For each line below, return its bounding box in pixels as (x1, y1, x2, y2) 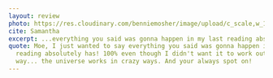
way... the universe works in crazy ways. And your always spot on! (15, 58, 253, 66)
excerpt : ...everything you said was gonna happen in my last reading (8, 34, 253, 43)
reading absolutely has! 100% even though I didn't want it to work (15, 50, 253, 58)
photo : (8, 19, 31, 28)
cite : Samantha (8, 27, 60, 35)
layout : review (8, 11, 60, 20)
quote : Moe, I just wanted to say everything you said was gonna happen (8, 42, 260, 50)
